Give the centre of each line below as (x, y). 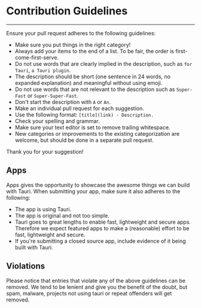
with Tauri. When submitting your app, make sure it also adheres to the (93, 191)
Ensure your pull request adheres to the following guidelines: (81, 33)
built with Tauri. (34, 247)
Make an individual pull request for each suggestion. (80, 108)
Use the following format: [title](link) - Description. (84, 114)
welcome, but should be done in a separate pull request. (84, 140)
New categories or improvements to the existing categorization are (97, 133)
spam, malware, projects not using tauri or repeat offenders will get (89, 293)
